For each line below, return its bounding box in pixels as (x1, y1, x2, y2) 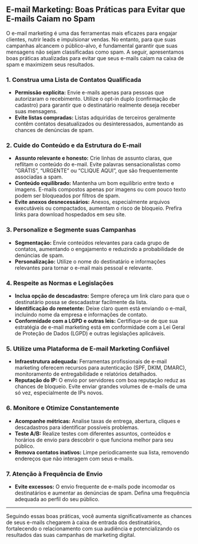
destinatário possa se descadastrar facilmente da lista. (14, 299, 148, 305)
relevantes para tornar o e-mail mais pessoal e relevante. (14, 264, 153, 271)
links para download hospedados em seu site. (14, 211, 127, 218)
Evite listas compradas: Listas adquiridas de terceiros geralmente (14, 114, 176, 121)
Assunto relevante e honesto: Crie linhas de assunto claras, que (14, 154, 173, 161)
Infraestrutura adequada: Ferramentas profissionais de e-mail (14, 358, 167, 365)
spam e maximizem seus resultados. (6, 61, 95, 68)
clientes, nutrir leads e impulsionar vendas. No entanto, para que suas (6, 35, 176, 43)
